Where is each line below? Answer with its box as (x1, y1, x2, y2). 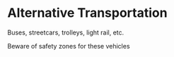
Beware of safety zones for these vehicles (7, 42, 130, 50)
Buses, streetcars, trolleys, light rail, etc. (7, 28, 124, 37)
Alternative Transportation (7, 5, 168, 21)
